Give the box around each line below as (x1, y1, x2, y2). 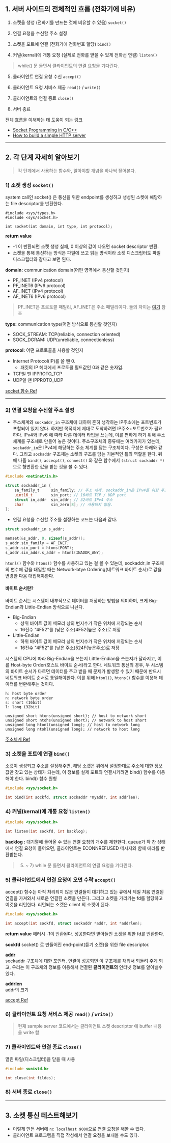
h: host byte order (5, 691, 47, 696)
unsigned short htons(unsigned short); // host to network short (5, 713, 147, 718)
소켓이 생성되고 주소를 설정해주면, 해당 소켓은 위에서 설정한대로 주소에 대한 (5, 763, 154, 769)
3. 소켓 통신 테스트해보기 (5, 1111, 78, 1120)
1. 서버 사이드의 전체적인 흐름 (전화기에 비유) (5, 5, 136, 14)
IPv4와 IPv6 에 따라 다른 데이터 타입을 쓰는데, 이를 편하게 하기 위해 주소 (23, 432, 165, 438)
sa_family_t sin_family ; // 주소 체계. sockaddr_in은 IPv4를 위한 (14, 488, 159, 493)
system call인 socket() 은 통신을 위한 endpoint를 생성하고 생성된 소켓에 (5, 194, 149, 200)
